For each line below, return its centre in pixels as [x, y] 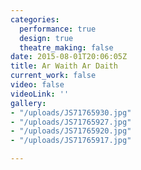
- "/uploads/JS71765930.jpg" [71, 112]
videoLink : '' [40, 94]
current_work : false [53, 76]
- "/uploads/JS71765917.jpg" [71, 141]
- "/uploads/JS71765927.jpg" [71, 122]
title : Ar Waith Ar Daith [64, 66]
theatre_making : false [66, 47]
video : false [37, 85]
